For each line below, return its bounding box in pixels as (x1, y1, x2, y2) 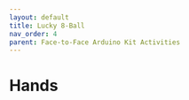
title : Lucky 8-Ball (9, 21, 86, 30)
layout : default (9, 12, 69, 22)
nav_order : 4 (9, 29, 58, 38)
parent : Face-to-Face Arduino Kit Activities (9, 37, 180, 47)
